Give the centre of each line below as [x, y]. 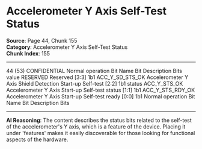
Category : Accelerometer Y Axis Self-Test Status [67, 47]
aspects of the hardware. [37, 139]
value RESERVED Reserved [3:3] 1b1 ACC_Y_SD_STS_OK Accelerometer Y [97, 77]
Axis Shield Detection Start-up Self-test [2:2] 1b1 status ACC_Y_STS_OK [95, 83]
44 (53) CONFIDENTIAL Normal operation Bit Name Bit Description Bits [94, 71]
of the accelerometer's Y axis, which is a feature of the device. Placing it [96, 126]
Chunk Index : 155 [28, 53]
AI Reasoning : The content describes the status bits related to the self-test [99, 120]
